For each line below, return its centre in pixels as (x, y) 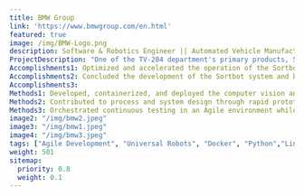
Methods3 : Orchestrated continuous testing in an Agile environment (141, 110)
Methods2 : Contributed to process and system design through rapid (139, 102)
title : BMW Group (42, 18)
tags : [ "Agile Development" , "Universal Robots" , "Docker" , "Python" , (145, 144)
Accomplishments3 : (44, 85)
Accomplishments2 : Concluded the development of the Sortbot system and (149, 77)
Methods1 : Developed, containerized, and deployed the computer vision (147, 93)
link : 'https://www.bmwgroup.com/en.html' (90, 26)
